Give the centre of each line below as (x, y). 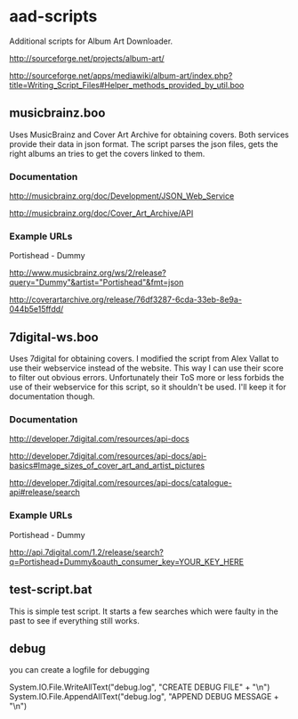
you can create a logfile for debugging (79, 670)
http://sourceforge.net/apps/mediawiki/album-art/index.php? (121, 75)
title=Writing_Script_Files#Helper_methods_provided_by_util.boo (127, 85)
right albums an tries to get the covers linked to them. (107, 153)
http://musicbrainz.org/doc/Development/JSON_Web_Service (122, 196)
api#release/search (44, 493)
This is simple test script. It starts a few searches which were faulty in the (144, 611)
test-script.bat (51, 590)
